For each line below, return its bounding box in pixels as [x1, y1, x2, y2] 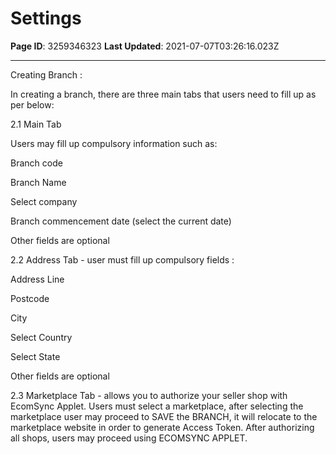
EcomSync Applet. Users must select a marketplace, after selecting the [10, 400, 304, 412]
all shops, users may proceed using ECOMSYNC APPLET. [10, 432, 248, 444]
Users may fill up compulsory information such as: [10, 137, 218, 149]
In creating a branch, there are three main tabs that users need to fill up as [10, 88, 317, 100]
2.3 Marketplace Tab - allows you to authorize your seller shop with [10, 389, 288, 401]
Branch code [10, 157, 63, 169]
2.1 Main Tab [10, 118, 62, 130]
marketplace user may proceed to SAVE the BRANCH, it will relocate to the [10, 410, 318, 422]
